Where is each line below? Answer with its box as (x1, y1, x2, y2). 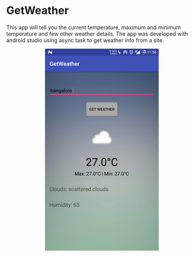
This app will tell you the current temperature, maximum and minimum (6, 24, 181, 31)
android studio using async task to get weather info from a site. (6, 36, 164, 44)
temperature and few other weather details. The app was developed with (6, 30, 189, 37)
